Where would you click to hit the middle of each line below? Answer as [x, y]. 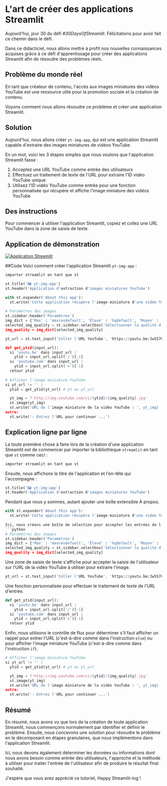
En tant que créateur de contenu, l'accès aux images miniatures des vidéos [82, 86]
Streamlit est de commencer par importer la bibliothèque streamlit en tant [82, 449]
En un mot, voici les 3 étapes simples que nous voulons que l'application [80, 155]
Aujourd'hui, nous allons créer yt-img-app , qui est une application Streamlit [82, 140]
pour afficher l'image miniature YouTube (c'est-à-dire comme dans [74, 643]
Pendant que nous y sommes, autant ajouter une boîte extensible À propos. [82, 502]
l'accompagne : [21, 478]
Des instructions [31, 211]
